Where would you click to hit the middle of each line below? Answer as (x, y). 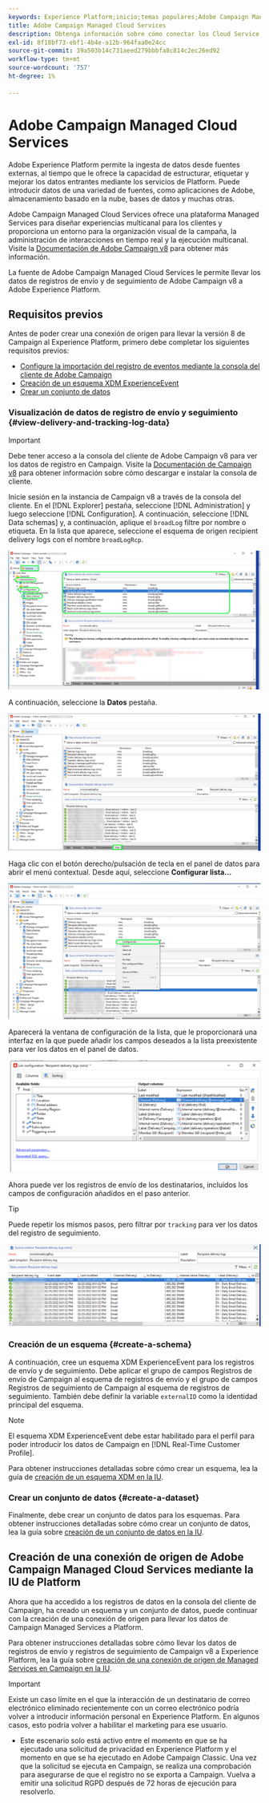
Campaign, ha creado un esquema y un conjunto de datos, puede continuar (133, 1610)
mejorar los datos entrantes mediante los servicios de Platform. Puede (124, 181)
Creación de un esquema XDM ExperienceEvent (99, 383)
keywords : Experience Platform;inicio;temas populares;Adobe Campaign (128, 17)
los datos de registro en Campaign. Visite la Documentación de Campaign (130, 464)
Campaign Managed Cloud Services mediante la (131, 1570)
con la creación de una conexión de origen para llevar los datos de (118, 1619)
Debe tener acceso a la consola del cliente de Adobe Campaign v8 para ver (133, 455)
